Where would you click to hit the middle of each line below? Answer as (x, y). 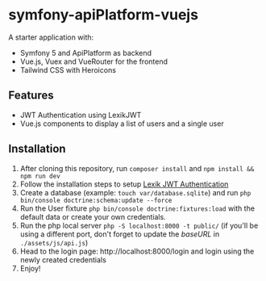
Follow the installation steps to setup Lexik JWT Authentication (124, 184)
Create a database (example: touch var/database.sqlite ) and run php (135, 192)
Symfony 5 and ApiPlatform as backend (85, 52)
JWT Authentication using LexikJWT (81, 115)
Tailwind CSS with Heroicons (68, 69)
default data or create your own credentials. (93, 216)
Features (31, 96)
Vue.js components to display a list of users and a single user (122, 124)
